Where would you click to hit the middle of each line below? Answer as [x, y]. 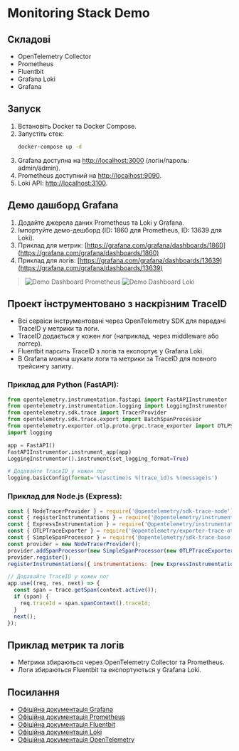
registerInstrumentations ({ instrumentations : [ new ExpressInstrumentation [122, 564]
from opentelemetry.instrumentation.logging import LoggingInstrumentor [117, 406]
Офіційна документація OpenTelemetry [76, 740]
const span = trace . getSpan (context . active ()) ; [86, 590]
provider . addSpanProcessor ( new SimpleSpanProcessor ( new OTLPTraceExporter [121, 550]
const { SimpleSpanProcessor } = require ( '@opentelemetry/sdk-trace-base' [121, 538]
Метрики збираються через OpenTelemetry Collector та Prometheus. [121, 662]
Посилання [34, 692]
